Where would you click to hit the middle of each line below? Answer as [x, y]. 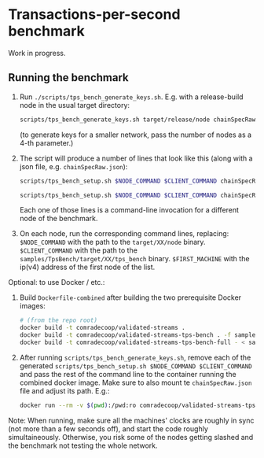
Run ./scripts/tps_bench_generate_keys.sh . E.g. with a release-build [131, 97]
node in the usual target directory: [75, 105]
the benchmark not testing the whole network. [83, 445]
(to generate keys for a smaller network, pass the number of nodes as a [136, 135]
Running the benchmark [68, 78]
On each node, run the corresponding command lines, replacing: [124, 234]
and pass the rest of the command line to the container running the [128, 374]
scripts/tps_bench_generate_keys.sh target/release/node [115, 120]
